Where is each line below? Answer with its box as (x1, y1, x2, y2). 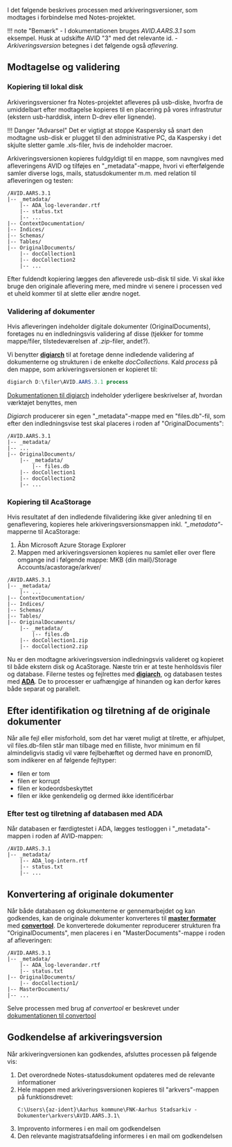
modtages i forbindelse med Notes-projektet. (7, 13, 136, 21)
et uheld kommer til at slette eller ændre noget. (7, 289, 141, 297)
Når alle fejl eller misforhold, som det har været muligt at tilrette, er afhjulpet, (7, 733, 226, 742)
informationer (17, 1078, 57, 1086)
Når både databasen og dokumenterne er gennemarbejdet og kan (7, 907, 195, 915)
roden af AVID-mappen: (35, 832, 103, 840)
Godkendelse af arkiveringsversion (7, 1031, 163, 1043)
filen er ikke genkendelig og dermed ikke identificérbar (17, 791, 174, 799)
